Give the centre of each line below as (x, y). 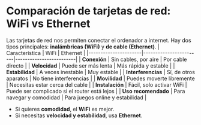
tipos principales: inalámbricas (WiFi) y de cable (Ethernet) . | (83, 47)
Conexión (94, 59)
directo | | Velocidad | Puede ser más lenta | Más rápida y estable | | (91, 65)
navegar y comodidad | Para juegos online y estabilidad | (76, 97)
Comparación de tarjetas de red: (88, 11)
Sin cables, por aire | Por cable (149, 59)
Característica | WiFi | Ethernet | (46, 53)
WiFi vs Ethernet (48, 24)
